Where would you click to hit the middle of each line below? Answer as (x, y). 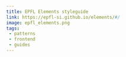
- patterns (22, 34)
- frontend (22, 39)
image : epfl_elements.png (38, 23)
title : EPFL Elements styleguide (47, 12)
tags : (13, 28)
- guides (20, 45)
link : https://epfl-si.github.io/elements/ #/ (63, 17)
